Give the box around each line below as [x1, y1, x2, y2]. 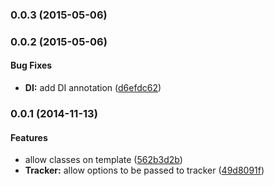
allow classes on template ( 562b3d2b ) [24, 154, 183, 166]
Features [10, 131, 48, 143]
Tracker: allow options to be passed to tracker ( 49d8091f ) [24, 164, 265, 177]
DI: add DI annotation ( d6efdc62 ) [24, 82, 162, 94]
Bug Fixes [10, 59, 53, 72]
